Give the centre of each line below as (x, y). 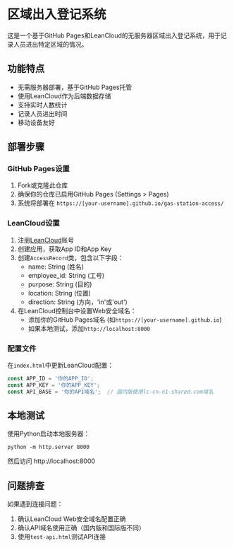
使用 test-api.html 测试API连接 (62, 537)
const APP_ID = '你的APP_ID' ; (50, 379)
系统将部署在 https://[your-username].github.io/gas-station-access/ (121, 203)
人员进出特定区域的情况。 (50, 44)
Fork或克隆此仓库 (43, 185)
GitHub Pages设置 (39, 169)
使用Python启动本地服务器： (49, 434)
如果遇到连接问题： (35, 504)
